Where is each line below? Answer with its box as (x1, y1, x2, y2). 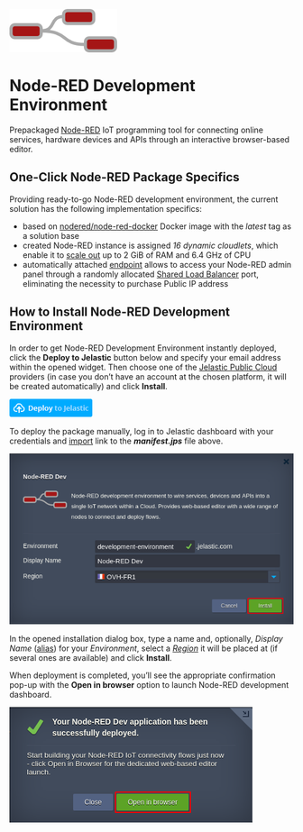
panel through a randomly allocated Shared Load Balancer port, (22, 269, 260, 279)
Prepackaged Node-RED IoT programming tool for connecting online (9, 124, 264, 135)
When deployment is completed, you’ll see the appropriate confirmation (9, 670, 277, 681)
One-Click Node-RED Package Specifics (9, 169, 241, 185)
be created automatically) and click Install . (9, 380, 169, 391)
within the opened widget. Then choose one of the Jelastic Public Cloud (9, 361, 278, 372)
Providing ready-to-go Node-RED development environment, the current (9, 194, 279, 205)
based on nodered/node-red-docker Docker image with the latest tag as (22, 221, 291, 232)
